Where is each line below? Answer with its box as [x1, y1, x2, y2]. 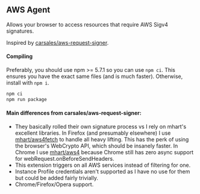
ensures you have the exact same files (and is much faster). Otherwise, [6, 73, 183, 80]
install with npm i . [6, 79, 49, 86]
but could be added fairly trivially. [14, 174, 98, 181]
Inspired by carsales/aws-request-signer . [6, 39, 109, 46]
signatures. [6, 27, 34, 34]
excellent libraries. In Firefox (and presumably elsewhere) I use [14, 129, 171, 137]
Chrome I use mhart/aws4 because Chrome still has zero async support [14, 148, 194, 156]
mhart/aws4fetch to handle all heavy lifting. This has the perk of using [14, 135, 189, 143]
